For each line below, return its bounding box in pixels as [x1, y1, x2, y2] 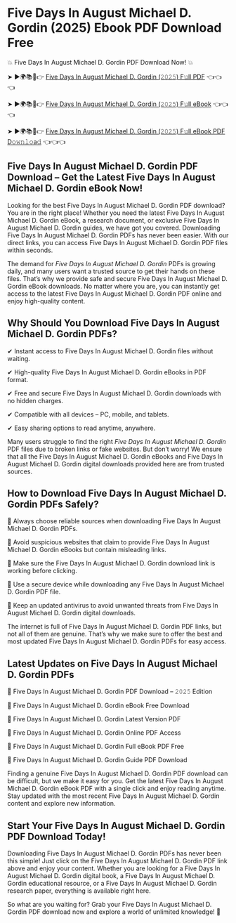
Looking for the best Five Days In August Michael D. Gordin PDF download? [7, 201, 225, 209]
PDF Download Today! [7, 830, 106, 842]
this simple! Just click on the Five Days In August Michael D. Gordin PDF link [7, 857, 228, 865]
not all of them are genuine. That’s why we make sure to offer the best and [7, 630, 223, 639]
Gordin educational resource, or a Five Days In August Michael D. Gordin [7, 879, 217, 887]
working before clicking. [7, 567, 77, 575]
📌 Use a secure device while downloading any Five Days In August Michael [7, 580, 225, 589]
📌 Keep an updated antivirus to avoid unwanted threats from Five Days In [7, 601, 219, 610]
